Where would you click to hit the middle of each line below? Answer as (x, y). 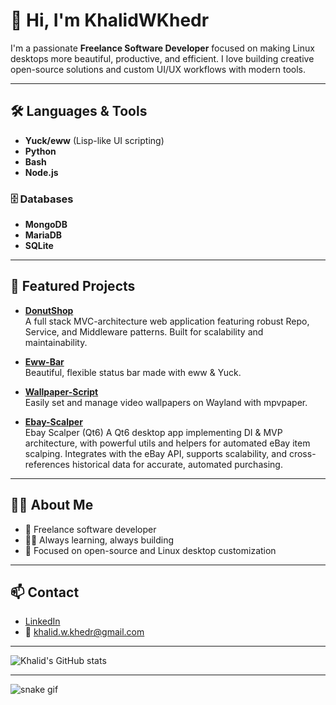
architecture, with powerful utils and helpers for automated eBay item (167, 443)
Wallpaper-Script (61, 391)
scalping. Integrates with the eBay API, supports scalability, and (155, 453)
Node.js (41, 172)
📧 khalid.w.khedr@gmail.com (84, 632)
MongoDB (46, 225)
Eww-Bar (44, 361)
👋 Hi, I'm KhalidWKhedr (110, 20)
